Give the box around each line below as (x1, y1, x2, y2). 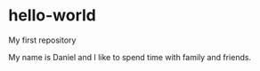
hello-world (8, 5, 97, 26)
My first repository (8, 35, 77, 45)
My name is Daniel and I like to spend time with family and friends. (8, 51, 251, 62)
